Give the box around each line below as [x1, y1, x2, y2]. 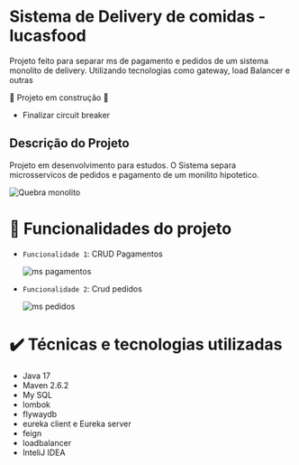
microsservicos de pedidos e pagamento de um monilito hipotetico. [9, 169, 259, 180]
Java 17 [22, 370, 51, 381]
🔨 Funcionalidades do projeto [9, 219, 232, 238]
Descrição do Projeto [9, 135, 130, 151]
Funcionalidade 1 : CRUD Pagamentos [22, 248, 164, 259]
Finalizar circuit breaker [22, 109, 111, 120]
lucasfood [9, 25, 87, 46]
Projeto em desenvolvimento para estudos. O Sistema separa [9, 160, 237, 171]
